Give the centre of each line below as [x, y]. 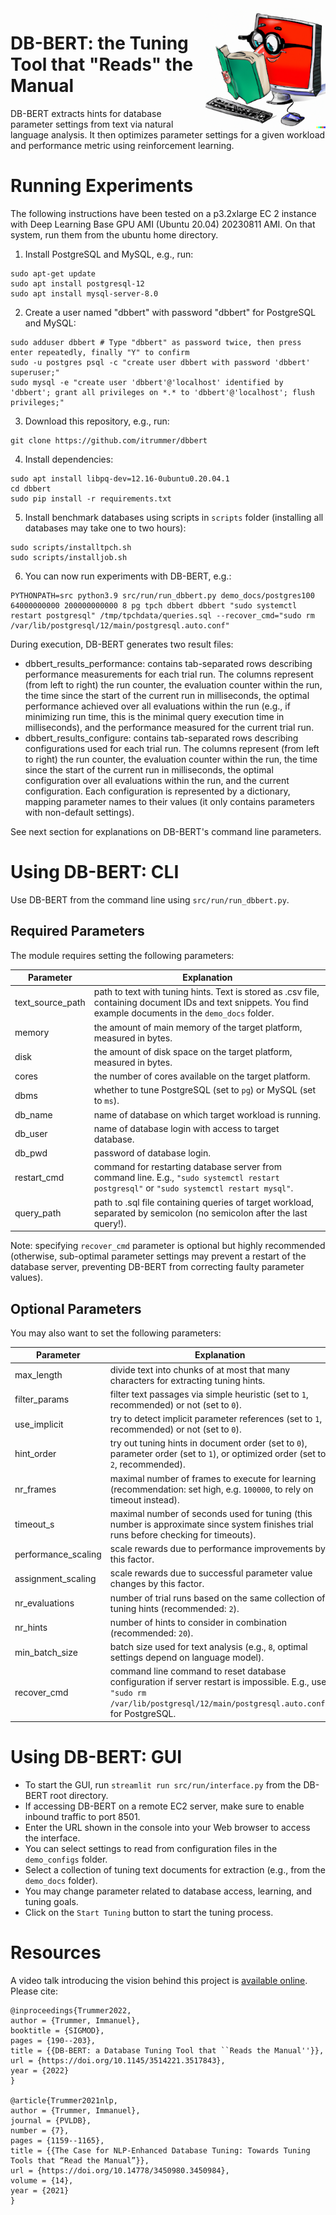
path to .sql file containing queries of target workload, [204, 1202]
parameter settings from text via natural [92, 124]
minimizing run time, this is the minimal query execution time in [154, 716]
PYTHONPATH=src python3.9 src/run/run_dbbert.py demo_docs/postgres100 [162, 595]
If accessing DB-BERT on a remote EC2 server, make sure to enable [164, 1806]
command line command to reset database [198, 1671]
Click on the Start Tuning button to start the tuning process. [149, 1912]
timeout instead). [144, 1499]
